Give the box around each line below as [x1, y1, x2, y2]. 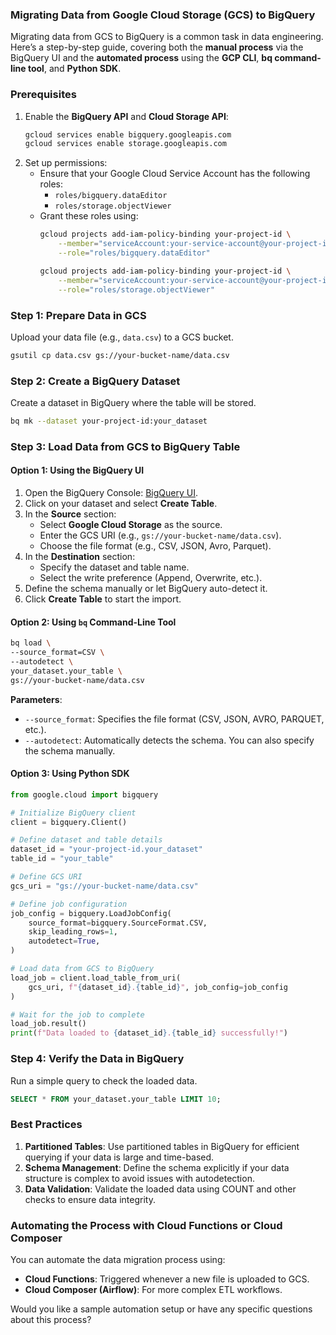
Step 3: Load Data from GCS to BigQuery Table [10, 439, 241, 453]
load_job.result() [10, 1019, 87, 1029]
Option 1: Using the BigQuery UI [10, 464, 145, 477]
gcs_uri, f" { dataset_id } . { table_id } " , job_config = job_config [28, 982, 288, 992]
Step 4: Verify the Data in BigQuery [10, 1052, 185, 1066]
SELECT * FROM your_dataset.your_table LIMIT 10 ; [10, 1094, 222, 1104]
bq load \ [10, 638, 52, 648]
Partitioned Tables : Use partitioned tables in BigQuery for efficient [24, 1140, 300, 1152]
